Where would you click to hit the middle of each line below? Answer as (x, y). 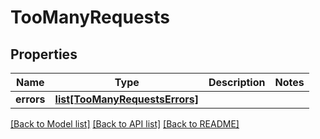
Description (237, 82)
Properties (44, 54)
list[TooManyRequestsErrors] (127, 99)
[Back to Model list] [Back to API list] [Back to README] (125, 124)
